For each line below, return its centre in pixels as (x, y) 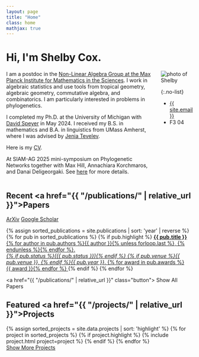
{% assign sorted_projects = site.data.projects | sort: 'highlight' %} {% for (96, 328)
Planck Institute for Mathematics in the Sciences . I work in (77, 80)
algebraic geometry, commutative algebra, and (63, 93)
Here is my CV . (24, 148)
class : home (21, 23)
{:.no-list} (172, 92)
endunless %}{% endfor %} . (41, 249)
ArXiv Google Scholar (33, 219)
